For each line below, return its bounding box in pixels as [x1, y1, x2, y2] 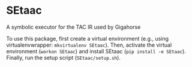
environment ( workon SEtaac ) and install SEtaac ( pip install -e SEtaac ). [6, 47, 186, 54]
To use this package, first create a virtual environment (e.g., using [6, 35, 169, 42]
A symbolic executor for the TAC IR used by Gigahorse [6, 23, 141, 31]
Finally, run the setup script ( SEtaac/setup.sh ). [6, 54, 121, 61]
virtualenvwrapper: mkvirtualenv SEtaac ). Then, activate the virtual [6, 41, 172, 48]
